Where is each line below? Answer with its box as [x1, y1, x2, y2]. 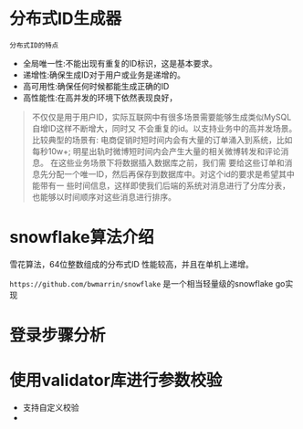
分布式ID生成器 [9, 8, 122, 29]
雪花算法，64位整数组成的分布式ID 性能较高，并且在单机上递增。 [9, 258, 254, 269]
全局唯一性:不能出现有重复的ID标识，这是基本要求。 [22, 58, 217, 68]
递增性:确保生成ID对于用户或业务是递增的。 [22, 69, 185, 80]
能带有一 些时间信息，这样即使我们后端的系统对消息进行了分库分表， [31, 180, 290, 191]
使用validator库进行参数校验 [9, 371, 223, 391]
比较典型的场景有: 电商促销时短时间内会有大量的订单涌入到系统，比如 [31, 134, 293, 145]
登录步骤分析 [9, 325, 107, 346]
